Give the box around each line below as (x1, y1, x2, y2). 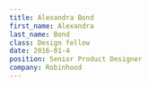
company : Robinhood (9, 64, 83, 73)
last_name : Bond (9, 30, 70, 39)
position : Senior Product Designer (9, 55, 143, 64)
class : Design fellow (9, 38, 91, 47)
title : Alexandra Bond (9, 13, 94, 22)
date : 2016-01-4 (9, 47, 70, 56)
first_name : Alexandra (9, 21, 94, 30)
